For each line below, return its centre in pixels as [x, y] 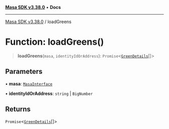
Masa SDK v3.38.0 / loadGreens [38, 22]
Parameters [24, 72]
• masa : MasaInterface [29, 84]
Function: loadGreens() [55, 42]
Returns [18, 109]
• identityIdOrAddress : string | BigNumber [49, 93]
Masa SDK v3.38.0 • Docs [33, 7]
